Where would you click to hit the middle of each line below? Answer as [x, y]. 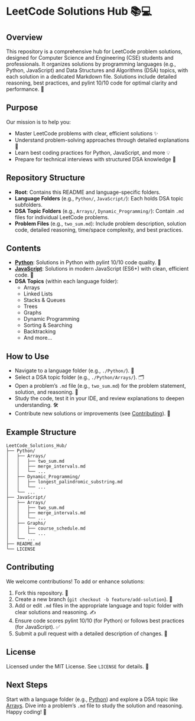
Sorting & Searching [48, 325]
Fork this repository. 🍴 [42, 593]
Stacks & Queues [45, 300]
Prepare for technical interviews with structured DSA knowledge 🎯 [95, 159]
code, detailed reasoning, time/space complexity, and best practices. [99, 230]
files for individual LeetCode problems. [62, 217]
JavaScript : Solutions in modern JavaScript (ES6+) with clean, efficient [102, 269]
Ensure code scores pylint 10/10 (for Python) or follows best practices [99, 621]
